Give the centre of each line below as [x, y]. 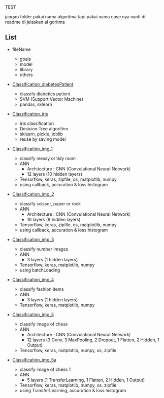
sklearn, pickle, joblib [41, 134]
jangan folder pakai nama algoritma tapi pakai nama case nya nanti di [75, 17]
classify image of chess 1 [45, 369]
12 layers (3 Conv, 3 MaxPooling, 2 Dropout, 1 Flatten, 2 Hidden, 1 [93, 340]
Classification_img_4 [33, 279]
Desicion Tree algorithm [44, 128]
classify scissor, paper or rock [50, 203]
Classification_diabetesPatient [43, 84]
